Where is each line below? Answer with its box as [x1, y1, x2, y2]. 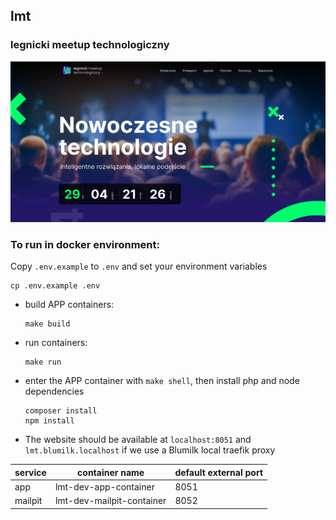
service [14, 466, 47, 478]
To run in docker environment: [10, 238, 161, 252]
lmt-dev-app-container [54, 481, 155, 493]
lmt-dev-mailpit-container [54, 495, 167, 507]
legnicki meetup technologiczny [10, 38, 170, 52]
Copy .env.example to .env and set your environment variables [10, 260, 268, 273]
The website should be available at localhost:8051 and [24, 434, 252, 446]
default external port [174, 466, 264, 478]
